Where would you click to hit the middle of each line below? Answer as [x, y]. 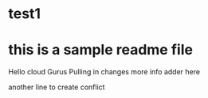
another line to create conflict [57, 87]
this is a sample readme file [101, 50]
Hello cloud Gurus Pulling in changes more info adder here [104, 72]
